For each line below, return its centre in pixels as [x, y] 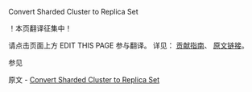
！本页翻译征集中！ [40, 28]
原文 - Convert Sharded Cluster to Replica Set [84, 79]
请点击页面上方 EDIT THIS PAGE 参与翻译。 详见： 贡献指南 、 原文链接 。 [129, 45]
